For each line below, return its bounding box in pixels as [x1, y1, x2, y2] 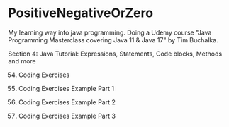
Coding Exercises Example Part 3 [18, 111, 116, 120]
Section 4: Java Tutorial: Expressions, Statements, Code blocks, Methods [8, 49, 223, 58]
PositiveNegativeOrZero [8, 5, 154, 21]
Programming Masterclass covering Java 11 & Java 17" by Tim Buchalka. [8, 35, 218, 44]
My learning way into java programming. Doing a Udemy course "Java [8, 28, 212, 37]
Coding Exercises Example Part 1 [18, 84, 115, 92]
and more [8, 56, 36, 65]
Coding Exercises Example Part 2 [18, 97, 116, 107]
